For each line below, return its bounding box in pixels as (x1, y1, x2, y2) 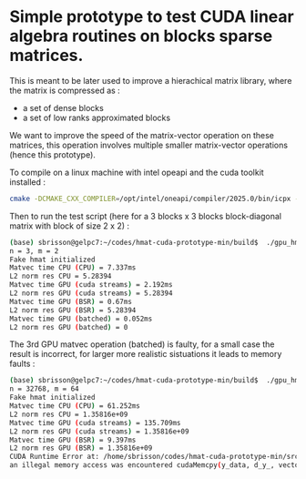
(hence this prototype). (9, 148, 96, 160)
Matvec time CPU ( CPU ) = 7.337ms (9, 263, 137, 272)
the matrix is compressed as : (9, 85, 120, 96)
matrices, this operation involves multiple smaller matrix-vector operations (9, 139, 289, 150)
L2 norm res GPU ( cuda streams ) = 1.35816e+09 (9, 426, 189, 436)
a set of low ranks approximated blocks (22, 112, 171, 123)
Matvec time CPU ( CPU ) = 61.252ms (9, 402, 141, 411)
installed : (9, 176, 46, 188)
